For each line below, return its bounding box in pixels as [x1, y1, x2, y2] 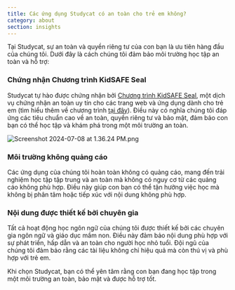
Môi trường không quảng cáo [7, 152, 108, 162]
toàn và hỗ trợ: [7, 58, 50, 66]
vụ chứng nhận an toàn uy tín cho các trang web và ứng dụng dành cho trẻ [7, 98, 224, 107]
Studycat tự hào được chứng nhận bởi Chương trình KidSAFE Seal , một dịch [7, 91, 226, 99]
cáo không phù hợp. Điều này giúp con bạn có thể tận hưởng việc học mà [7, 183, 220, 191]
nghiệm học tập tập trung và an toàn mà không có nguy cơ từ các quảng [7, 175, 217, 183]
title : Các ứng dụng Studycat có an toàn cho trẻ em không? [7, 10, 187, 18]
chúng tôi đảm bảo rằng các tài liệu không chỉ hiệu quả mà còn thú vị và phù [7, 246, 229, 255]
